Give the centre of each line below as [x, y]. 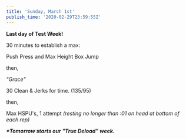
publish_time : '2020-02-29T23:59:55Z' [54, 17]
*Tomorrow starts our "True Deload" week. [60, 131]
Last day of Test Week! [35, 33]
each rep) [18, 119]
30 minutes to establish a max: [43, 45]
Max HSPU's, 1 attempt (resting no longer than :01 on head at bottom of [93, 113]
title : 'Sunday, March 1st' [41, 11]
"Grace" [16, 79]
